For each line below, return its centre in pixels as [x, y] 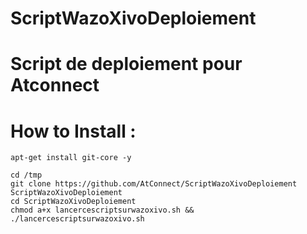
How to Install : [73, 131]
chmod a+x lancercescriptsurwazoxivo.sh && [102, 210]
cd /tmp [26, 175]
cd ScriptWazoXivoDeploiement [73, 202]
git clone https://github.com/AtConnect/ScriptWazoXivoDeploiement [154, 184]
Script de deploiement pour [126, 64]
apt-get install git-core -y [71, 158]
